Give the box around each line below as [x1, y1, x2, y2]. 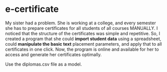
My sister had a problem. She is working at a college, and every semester [5, 20, 156, 26]
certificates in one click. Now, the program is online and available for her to [5, 46, 159, 52]
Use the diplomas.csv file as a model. [5, 61, 82, 67]
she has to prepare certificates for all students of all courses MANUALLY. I [5, 25, 158, 31]
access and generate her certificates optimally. [5, 51, 102, 58]
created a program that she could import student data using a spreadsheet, [5, 36, 162, 42]
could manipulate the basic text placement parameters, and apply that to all [5, 41, 162, 47]
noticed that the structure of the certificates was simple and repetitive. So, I [5, 30, 161, 36]
